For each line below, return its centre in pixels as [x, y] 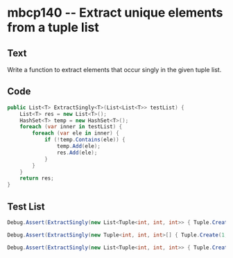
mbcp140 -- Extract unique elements [115, 13]
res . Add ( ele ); [77, 153]
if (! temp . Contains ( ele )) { [85, 140]
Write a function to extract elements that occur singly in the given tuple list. [114, 70]
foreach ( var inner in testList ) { [71, 127]
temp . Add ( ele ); [78, 146]
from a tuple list [53, 27]
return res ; [37, 178]
